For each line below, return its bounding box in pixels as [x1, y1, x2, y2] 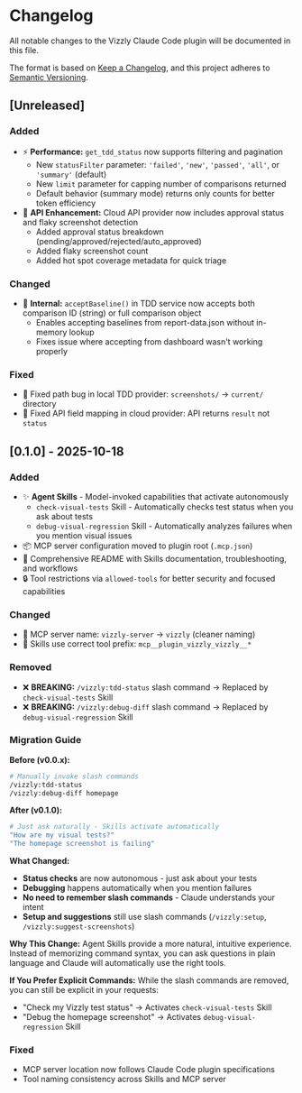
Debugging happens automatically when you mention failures [22, 883, 252, 894]
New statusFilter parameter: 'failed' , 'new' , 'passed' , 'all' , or [35, 159, 280, 170]
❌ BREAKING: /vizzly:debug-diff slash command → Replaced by [22, 701, 269, 712]
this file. [9, 44, 39, 55]
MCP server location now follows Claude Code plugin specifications [22, 1064, 275, 1075]
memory [35, 326, 68, 337]
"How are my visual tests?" [9, 831, 115, 840]
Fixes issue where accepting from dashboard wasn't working [35, 335, 263, 347]
